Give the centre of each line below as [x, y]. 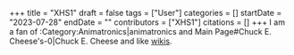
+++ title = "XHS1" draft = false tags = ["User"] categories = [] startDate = [146, 13]
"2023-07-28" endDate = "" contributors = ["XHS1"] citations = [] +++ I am [147, 22]
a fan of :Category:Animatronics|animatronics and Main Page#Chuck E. [141, 31]
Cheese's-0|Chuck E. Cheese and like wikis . [91, 41]
